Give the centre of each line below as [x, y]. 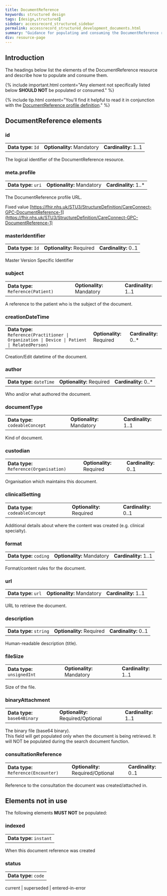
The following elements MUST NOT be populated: [56, 813]
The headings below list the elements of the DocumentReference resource [81, 70]
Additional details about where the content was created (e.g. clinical [75, 525]
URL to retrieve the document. [36, 606]
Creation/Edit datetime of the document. [46, 356]
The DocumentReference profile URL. [43, 197]
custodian [18, 451]
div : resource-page [25, 38]
